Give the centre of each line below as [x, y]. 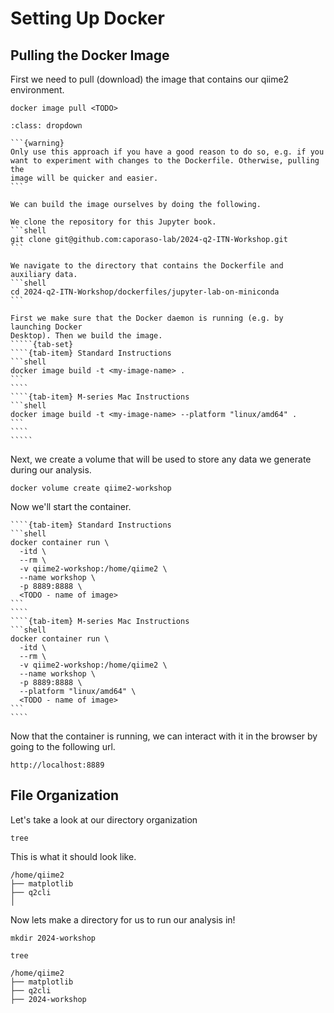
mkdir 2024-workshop [53, 938]
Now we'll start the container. [71, 506]
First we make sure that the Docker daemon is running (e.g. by [147, 318]
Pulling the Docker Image [90, 55]
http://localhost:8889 [57, 765]
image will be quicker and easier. [84, 178]
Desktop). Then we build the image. [86, 336]
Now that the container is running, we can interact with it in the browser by [164, 736]
